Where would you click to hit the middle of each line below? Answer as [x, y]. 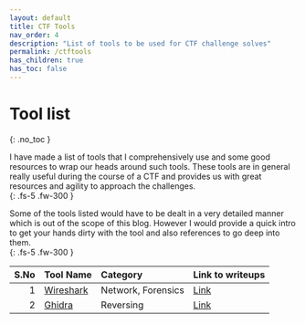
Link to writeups [229, 275]
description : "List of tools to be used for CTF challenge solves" [141, 43]
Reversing [122, 305]
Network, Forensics [142, 290]
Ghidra [58, 305]
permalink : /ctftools [51, 52]
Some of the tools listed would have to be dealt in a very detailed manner [147, 213]
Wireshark [66, 290]
